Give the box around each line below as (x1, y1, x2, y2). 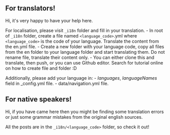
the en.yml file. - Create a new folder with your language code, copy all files (5, 43, 164, 50)
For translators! (5, 4, 55, 13)
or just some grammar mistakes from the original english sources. (5, 114, 143, 120)
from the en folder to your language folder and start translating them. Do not (5, 49, 165, 55)
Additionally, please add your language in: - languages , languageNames (5, 75, 157, 81)
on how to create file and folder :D (5, 65, 77, 71)
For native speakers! (5, 95, 72, 104)
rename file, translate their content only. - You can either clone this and (5, 54, 154, 60)
